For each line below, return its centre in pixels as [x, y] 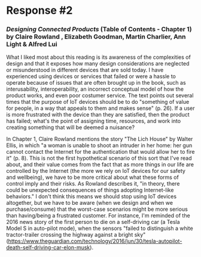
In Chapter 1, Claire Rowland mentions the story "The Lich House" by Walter [100, 139]
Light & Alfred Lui [32, 44]
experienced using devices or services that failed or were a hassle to [91, 76]
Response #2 [39, 11]
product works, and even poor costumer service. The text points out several [100, 95]
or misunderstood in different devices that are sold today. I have [85, 70]
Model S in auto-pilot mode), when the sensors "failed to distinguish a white [100, 228]
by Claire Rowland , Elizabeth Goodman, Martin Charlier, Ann [96, 37]
